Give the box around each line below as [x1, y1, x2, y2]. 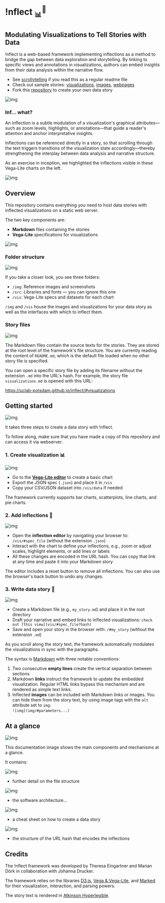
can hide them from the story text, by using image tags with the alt [12, 697, 149, 703]
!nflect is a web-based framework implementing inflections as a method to [5, 51, 156, 57]
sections [12, 671, 30, 677]
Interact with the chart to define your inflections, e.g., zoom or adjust [12, 543, 152, 549]
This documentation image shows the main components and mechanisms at [5, 744, 159, 750]
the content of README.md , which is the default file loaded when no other [5, 352, 150, 359]
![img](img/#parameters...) [12, 708, 70, 713]
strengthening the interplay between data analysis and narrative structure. [5, 150, 155, 157]
